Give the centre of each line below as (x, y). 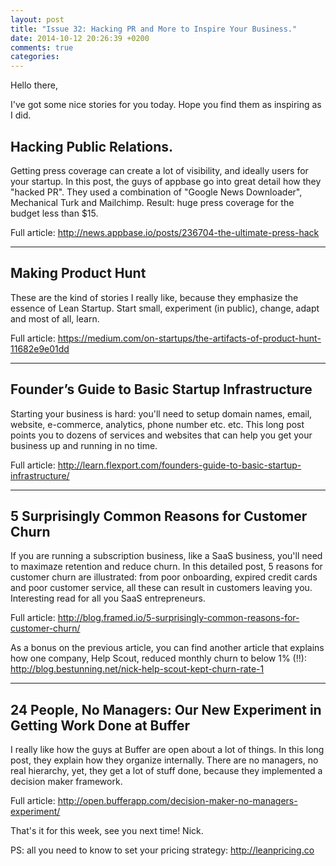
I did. (21, 115)
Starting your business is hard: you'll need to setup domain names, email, (161, 413)
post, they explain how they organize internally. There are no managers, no (164, 760)
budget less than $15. (54, 213)
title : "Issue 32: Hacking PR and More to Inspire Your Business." (154, 29)
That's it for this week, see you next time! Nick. (107, 831)
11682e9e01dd (40, 348)
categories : (35, 57)
